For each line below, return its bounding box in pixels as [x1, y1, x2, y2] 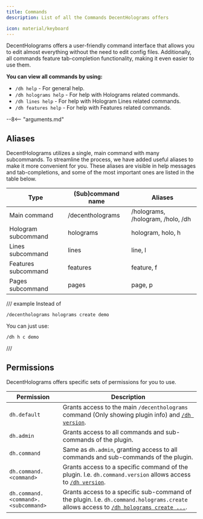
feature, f [130, 263, 158, 272]
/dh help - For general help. [14, 85, 85, 92]
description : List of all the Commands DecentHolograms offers [6, 15, 169, 21]
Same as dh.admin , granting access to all [62, 446, 178, 454]
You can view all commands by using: [6, 73, 103, 81]
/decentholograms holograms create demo [6, 312, 110, 318]
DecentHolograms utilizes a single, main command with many [6, 150, 160, 157]
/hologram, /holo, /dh [130, 215, 192, 223]
